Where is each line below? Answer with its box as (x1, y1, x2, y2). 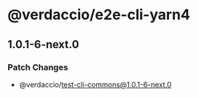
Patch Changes (7, 62, 69, 73)
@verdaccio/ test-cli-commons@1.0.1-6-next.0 (18, 79, 172, 89)
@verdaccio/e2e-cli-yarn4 (7, 6, 191, 24)
